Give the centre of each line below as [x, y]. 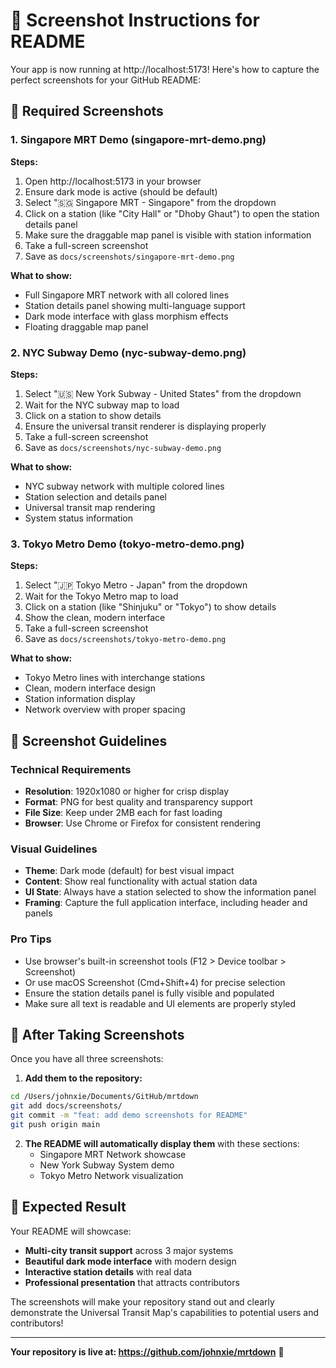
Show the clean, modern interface [95, 618]
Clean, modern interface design [90, 688]
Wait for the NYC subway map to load [102, 405]
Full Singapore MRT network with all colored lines [127, 295]
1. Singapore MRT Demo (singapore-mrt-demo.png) [138, 140]
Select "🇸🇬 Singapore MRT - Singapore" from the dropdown [150, 202]
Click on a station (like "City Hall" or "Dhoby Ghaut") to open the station [172, 213]
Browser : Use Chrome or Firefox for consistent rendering [143, 823]
